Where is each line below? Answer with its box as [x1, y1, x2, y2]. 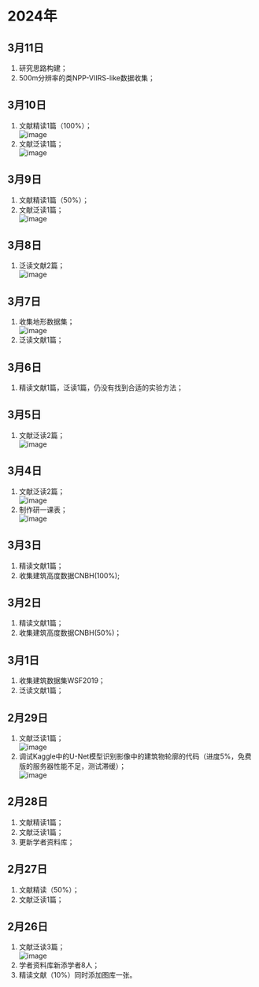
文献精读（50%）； [18, 885, 80, 894]
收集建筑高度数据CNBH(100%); [18, 570, 120, 580]
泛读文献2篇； [18, 261, 65, 270]
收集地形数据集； [18, 317, 75, 327]
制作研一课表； [18, 505, 68, 514]
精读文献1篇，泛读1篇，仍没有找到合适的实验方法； [18, 383, 184, 392]
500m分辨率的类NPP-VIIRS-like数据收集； [18, 73, 155, 83]
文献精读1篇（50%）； [18, 195, 90, 205]
